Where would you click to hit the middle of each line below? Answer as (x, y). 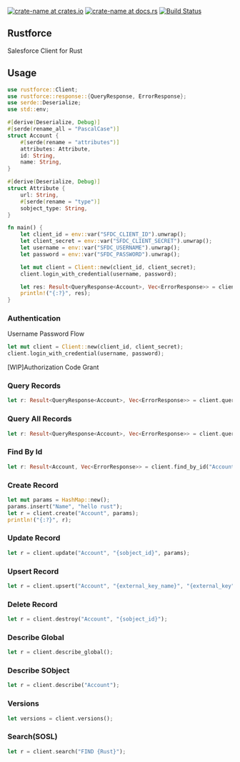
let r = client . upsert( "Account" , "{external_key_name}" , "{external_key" (121, 586)
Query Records (34, 386)
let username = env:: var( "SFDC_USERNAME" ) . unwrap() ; (100, 248)
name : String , (41, 162)
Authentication (34, 319)
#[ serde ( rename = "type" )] (60, 201)
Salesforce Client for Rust (45, 51)
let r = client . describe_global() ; (60, 652)
